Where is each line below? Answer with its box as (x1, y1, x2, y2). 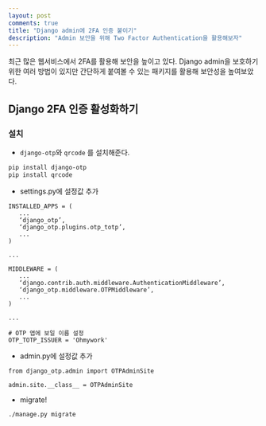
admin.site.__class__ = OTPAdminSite (8, 381, 133, 389)
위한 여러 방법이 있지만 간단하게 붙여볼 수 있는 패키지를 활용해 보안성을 (8, 67, 226, 76)
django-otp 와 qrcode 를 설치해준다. (19, 147, 130, 157)
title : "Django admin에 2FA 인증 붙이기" (8, 26, 137, 34)
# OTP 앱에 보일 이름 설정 (8, 329, 84, 337)
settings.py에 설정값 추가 (19, 186, 99, 196)
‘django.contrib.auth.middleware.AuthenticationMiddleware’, (18, 279, 226, 287)
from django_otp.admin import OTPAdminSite (8, 367, 155, 375)
